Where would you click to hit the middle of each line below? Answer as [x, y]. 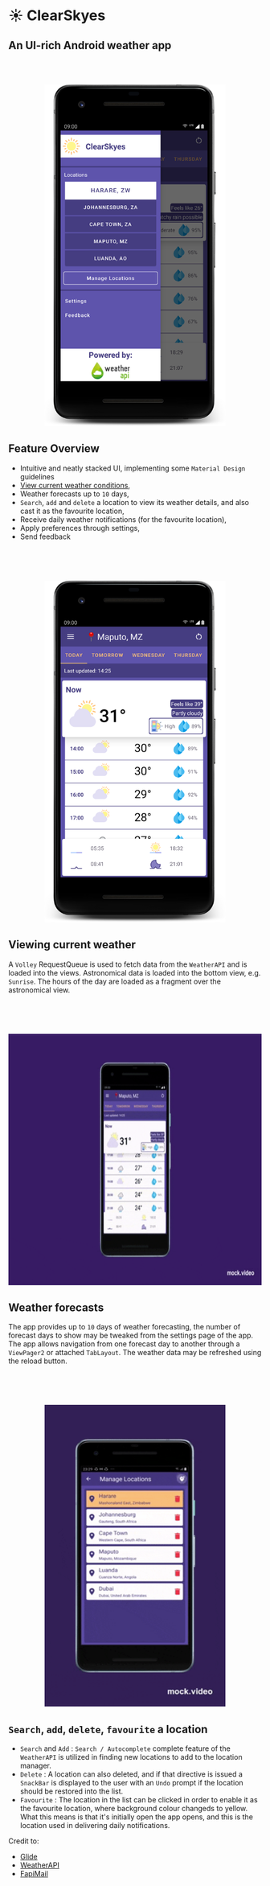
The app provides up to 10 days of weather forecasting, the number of [125, 1327]
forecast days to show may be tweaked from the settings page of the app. [131, 1335]
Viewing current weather [72, 945]
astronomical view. [39, 990]
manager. [36, 1766]
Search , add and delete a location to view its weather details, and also [135, 502]
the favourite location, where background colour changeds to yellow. [134, 1809]
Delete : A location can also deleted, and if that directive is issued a [131, 1774]
